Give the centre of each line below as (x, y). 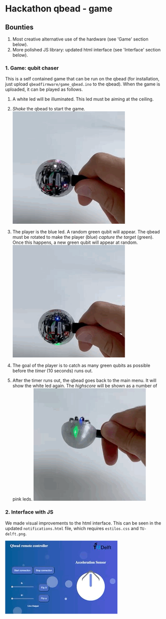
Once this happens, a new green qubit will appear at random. (75, 242)
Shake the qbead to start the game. (49, 109)
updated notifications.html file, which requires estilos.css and (72, 528)
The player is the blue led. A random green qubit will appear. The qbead (86, 232)
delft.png (15, 534)
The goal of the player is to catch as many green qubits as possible (81, 366)
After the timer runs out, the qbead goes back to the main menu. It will (84, 381)
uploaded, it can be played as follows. (44, 89)
